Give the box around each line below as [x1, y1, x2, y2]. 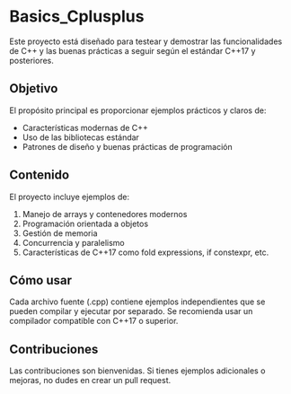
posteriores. [9, 55, 54, 66]
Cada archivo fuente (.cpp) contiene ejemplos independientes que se [9, 296, 266, 307]
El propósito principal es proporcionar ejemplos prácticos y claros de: [9, 105, 267, 116]
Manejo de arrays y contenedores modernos [22, 208, 188, 219]
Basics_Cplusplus [9, 6, 145, 27]
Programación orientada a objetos [22, 218, 149, 229]
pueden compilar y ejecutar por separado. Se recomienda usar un [9, 306, 253, 317]
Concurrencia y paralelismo [22, 237, 126, 248]
